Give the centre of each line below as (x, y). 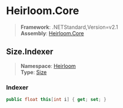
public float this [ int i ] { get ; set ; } (56, 100)
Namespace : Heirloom (48, 66)
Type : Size (34, 72)
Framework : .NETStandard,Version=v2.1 (69, 27)
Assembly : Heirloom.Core (52, 33)
